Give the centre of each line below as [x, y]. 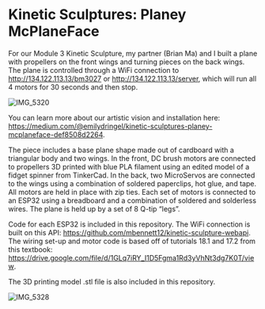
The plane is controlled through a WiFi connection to [94, 70]
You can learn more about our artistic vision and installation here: [114, 117]
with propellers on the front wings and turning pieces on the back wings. [127, 62]
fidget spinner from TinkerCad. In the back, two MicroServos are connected [132, 175]
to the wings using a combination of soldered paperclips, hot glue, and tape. [132, 183]
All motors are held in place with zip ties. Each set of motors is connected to [132, 192]
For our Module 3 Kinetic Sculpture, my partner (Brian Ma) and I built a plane [133, 53]
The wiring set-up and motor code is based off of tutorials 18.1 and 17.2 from [132, 241]
